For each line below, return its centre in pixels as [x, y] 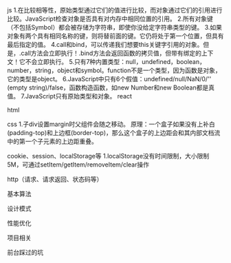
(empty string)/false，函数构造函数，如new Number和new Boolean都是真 [111, 87]
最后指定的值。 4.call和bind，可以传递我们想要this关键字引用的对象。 [105, 44]
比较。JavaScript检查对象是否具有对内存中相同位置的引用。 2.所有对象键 [110, 19]
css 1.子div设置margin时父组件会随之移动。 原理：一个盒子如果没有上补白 [111, 124]
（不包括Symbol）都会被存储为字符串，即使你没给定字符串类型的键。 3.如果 [114, 27]
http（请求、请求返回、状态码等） [55, 179]
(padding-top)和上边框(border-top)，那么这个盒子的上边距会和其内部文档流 [114, 133]
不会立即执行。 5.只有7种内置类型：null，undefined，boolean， [115, 62]
